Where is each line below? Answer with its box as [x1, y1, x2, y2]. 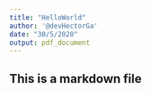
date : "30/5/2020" [9, 29, 78, 38]
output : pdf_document [9, 38, 91, 47]
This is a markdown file [9, 71, 142, 86]
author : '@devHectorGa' [9, 21, 99, 30]
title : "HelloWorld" [9, 13, 87, 22]
